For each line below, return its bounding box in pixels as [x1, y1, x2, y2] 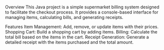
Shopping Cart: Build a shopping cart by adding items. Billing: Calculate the [5, 29, 158, 34]
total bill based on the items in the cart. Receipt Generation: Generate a [5, 34, 149, 40]
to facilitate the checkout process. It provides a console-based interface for [5, 9, 159, 15]
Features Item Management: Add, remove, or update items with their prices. [5, 24, 159, 30]
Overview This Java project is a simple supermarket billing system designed [5, 4, 160, 10]
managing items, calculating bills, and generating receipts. [5, 15, 124, 20]
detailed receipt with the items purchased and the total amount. [5, 39, 134, 45]
